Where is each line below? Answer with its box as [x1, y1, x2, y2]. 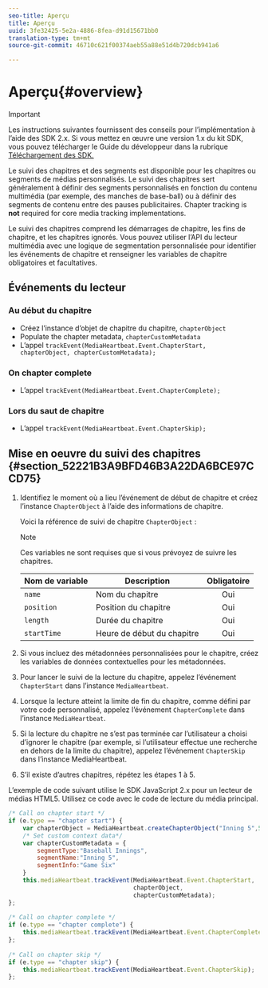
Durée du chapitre [95, 615, 164, 626]
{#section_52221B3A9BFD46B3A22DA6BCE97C [8, 459, 254, 473]
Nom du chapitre [95, 589, 159, 600]
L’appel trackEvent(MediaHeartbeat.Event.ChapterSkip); [19, 423, 207, 433]
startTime [23, 629, 61, 638]
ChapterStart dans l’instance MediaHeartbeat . [19, 681, 169, 690]
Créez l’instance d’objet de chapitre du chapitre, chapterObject [19, 323, 227, 333]
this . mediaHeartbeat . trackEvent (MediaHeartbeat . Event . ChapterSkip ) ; [22, 966, 255, 974]
